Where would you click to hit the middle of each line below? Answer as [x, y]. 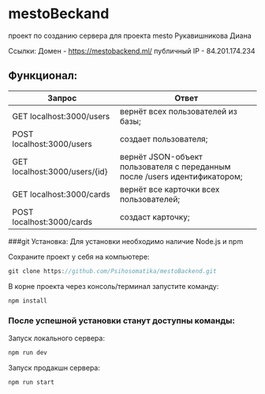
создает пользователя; [164, 139]
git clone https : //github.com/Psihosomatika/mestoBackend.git [112, 271]
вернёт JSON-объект [161, 156]
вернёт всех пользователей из [179, 111]
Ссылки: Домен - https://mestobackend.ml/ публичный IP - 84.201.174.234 [132, 51]
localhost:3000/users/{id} [60, 171]
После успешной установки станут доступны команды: [121, 321]
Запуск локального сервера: [56, 338]
